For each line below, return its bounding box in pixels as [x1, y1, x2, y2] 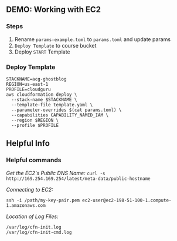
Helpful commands [6, 156, 62, 164]
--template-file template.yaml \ [11, 102, 93, 108]
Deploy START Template [14, 48, 70, 55]
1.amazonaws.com [6, 202, 46, 208]
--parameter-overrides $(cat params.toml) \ [11, 107, 122, 113]
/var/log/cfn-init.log [6, 224, 62, 230]
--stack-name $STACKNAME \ [11, 96, 77, 102]
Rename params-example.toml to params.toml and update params [14, 35, 171, 43]
